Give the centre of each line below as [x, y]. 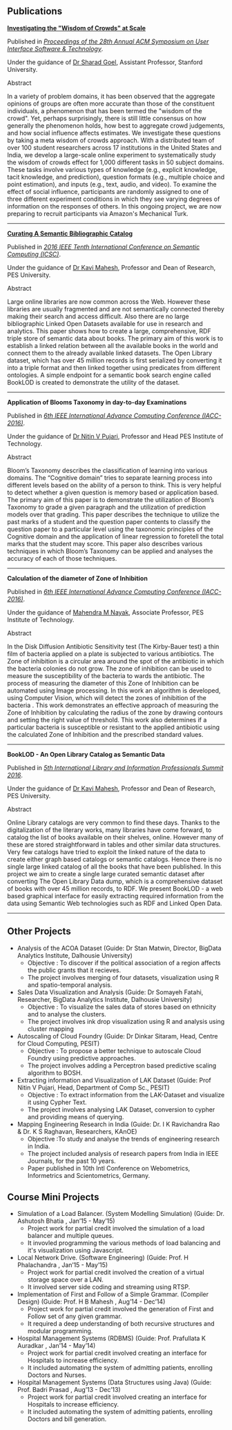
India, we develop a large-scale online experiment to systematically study [112, 155]
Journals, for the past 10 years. [71, 1161]
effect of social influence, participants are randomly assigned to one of [108, 191]
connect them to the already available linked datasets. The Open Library [110, 353]
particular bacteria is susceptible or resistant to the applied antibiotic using [113, 727]
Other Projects [39, 931]
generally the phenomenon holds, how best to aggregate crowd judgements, [116, 125]
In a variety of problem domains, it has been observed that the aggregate [111, 96]
